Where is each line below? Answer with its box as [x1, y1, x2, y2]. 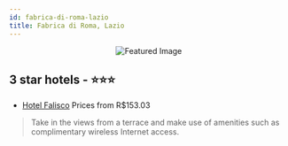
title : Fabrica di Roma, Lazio [9, 21, 125, 30]
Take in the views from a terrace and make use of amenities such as [30, 117, 280, 128]
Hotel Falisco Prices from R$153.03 [21, 100, 151, 111]
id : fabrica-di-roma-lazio [9, 12, 109, 22]
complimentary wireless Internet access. [30, 127, 180, 137]
